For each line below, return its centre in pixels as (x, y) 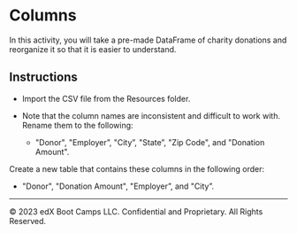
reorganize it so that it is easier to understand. (93, 49)
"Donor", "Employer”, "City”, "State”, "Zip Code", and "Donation (150, 142)
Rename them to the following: (78, 125)
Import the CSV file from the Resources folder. (106, 98)
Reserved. (28, 221)
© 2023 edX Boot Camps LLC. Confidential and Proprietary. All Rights (136, 211)
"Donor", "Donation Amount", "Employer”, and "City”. (118, 186)
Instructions (43, 78)
